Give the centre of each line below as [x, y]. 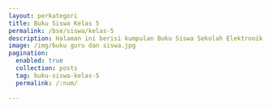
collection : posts [47, 68]
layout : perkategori [43, 16]
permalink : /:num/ [47, 83]
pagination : [28, 53]
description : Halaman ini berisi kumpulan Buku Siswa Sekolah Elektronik [136, 38]
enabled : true [39, 61]
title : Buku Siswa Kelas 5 [54, 23]
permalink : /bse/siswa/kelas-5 [61, 31]
